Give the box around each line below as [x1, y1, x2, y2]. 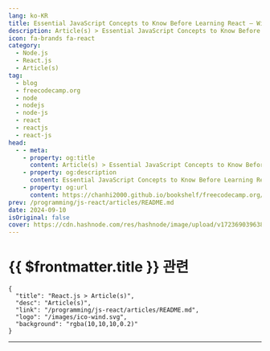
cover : [8, 221, 31, 229]
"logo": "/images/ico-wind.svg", [15, 313, 128, 321]
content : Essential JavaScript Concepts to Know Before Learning [29, 176, 253, 185]
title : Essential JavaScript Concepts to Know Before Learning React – [8, 19, 253, 27]
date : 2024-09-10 [8, 206, 67, 214]
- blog [15, 79, 38, 87]
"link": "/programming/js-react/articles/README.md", [15, 306, 199, 314]
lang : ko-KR [8, 11, 48, 20]
